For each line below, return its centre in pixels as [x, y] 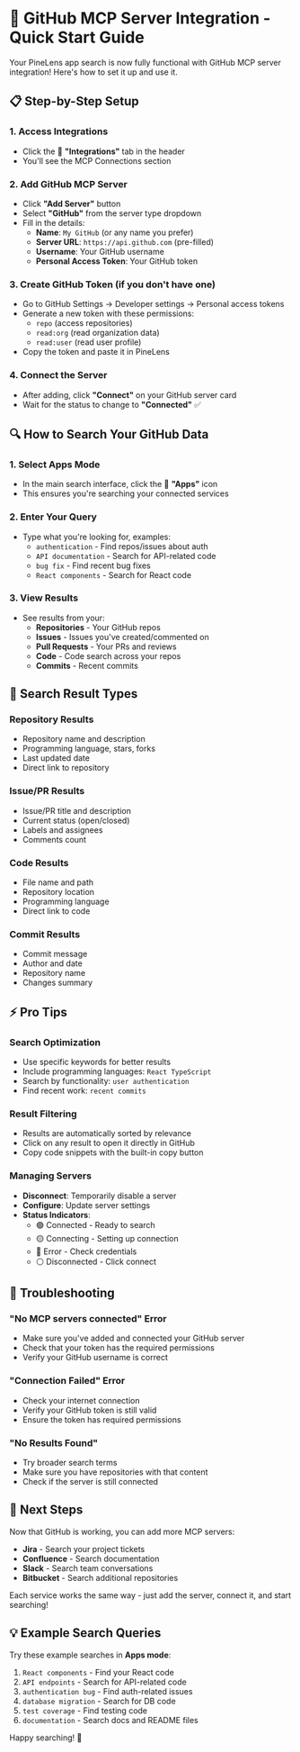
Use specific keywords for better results [97, 1062]
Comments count [54, 839]
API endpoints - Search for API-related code [104, 1682]
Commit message [55, 954]
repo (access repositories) [84, 323]
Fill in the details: [53, 222]
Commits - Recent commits [87, 665]
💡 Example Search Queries [85, 1633]
